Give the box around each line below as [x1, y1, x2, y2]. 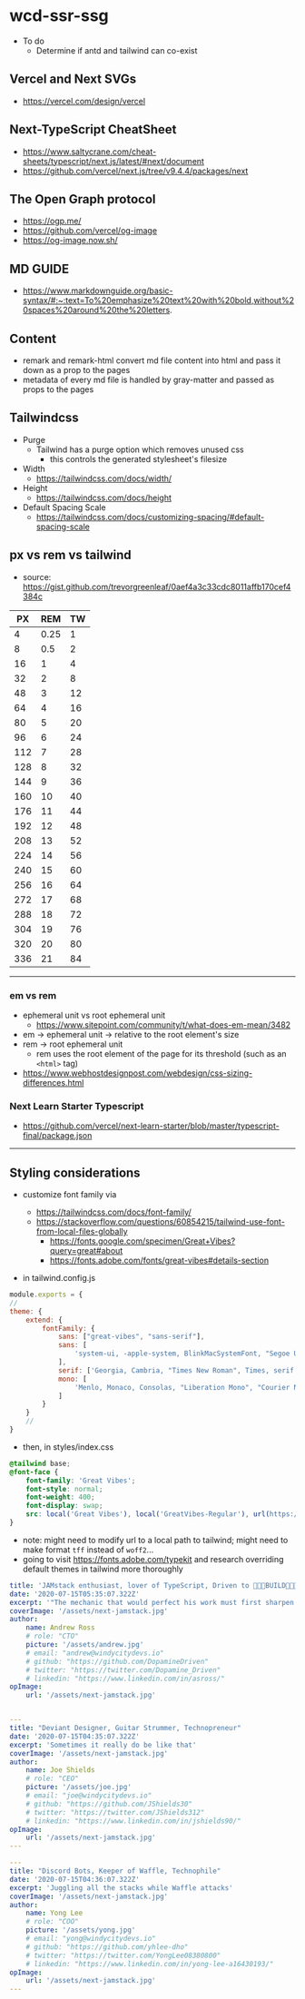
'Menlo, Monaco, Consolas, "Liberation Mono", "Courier [74, 1383, 290, 1392]
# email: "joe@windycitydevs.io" [25, 1791, 152, 1800]
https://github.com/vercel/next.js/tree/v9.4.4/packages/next [22, 165, 249, 176]
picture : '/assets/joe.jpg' [25, 1783, 132, 1792]
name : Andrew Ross [25, 1623, 95, 1632]
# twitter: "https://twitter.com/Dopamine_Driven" [25, 1665, 221, 1675]
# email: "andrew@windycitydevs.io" [25, 1649, 165, 1658]
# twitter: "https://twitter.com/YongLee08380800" [25, 1951, 221, 1960]
